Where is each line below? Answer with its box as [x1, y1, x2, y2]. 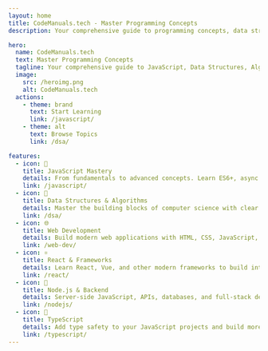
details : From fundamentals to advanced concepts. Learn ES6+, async [22, 174, 259, 182]
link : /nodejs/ [22, 301, 73, 309]
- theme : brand [22, 101, 73, 109]
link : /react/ [22, 271, 69, 279]
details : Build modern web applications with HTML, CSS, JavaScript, [22, 233, 259, 242]
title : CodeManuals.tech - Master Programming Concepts [8, 19, 198, 27]
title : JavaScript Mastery [22, 167, 112, 175]
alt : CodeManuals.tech [22, 86, 98, 94]
